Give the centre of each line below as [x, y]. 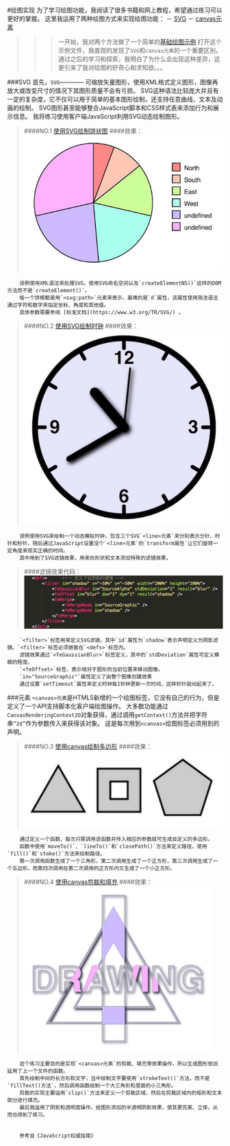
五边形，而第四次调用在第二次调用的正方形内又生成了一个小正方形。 [94, 868]
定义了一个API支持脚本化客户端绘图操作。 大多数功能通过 [88, 706]
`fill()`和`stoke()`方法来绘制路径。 [56, 853]
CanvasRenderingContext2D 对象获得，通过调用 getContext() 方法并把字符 [107, 715]
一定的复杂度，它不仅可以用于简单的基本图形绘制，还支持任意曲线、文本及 [112, 99]
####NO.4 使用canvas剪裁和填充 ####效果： [88, 882]
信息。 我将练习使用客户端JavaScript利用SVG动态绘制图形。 [98, 116]
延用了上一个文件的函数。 [38, 1071]
